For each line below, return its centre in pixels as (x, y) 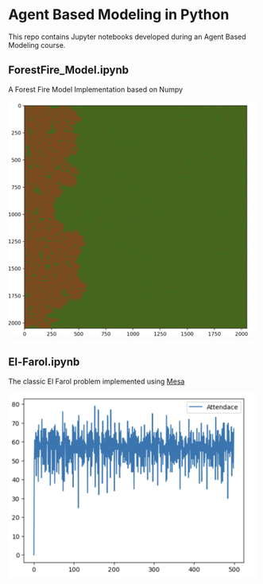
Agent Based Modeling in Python (119, 15)
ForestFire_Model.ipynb (69, 70)
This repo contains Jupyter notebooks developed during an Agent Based (127, 37)
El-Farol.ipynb (44, 362)
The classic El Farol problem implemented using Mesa (97, 381)
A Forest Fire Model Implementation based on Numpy (96, 89)
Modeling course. (37, 45)
